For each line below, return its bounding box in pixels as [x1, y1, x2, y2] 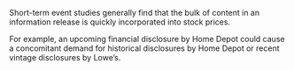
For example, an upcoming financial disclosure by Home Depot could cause [9, 34, 285, 44]
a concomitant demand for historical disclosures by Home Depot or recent [9, 43, 281, 53]
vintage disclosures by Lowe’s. [9, 53, 121, 62]
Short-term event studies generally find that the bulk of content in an [9, 8, 260, 18]
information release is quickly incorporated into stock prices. [9, 17, 231, 27]
